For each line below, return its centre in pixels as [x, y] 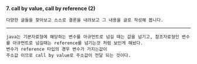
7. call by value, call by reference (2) [51, 8]
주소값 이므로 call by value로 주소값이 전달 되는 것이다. [69, 55]
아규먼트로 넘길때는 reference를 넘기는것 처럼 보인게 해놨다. [78, 43]
